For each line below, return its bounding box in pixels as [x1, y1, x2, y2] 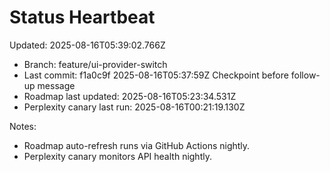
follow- [290, 69, 321, 81]
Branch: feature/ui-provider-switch [23, 58, 168, 70]
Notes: [9, 120, 37, 132]
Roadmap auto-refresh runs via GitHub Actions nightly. [23, 139, 251, 151]
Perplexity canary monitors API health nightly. [23, 150, 212, 162]
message [37, 79, 76, 91]
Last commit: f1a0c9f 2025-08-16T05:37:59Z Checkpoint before [23, 69, 289, 81]
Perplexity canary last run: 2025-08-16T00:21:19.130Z [23, 101, 246, 113]
